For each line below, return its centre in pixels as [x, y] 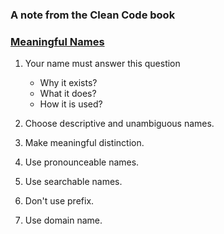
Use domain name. [63, 220]
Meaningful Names [57, 41]
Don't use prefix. [59, 201]
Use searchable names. [73, 182]
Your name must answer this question [102, 64]
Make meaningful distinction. [84, 143]
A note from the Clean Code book [93, 15]
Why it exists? [68, 83]
